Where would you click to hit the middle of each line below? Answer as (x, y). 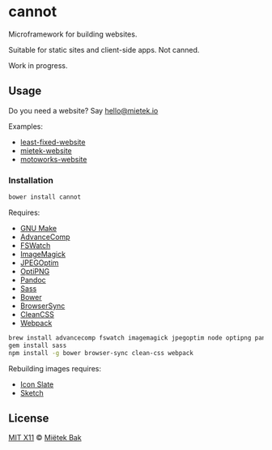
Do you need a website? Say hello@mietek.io (83, 110)
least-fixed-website (53, 142)
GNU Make (38, 228)
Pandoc (33, 280)
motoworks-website (53, 159)
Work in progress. (38, 65)
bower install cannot (45, 197)
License (29, 418)
